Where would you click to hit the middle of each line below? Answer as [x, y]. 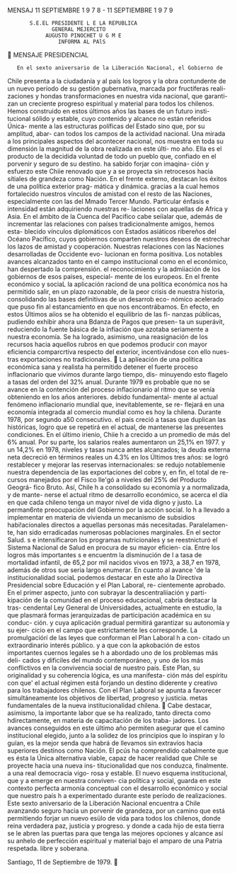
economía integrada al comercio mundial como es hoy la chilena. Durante [114, 412]
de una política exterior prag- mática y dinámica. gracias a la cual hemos [113, 186]
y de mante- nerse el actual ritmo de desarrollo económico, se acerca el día [118, 495]
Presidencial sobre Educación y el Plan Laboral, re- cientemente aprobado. [116, 585]
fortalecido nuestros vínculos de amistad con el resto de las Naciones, [110, 194]
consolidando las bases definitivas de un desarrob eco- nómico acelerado [116, 299]
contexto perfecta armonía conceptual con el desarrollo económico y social [117, 788]
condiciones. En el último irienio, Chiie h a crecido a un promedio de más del [119, 434]
